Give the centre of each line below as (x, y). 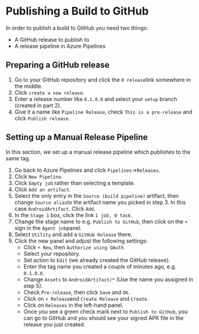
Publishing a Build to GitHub (77, 11)
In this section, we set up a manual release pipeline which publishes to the (98, 152)
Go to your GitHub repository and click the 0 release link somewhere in (103, 79)
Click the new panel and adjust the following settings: (81, 241)
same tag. (18, 158)
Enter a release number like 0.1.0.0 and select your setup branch (96, 99)
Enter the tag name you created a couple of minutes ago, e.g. (100, 266)
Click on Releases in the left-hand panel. (73, 305)
